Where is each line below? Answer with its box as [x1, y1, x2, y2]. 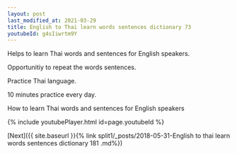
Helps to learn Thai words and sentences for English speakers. [7, 49, 190, 58]
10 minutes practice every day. [7, 90, 97, 99]
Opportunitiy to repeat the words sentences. [7, 63, 137, 71]
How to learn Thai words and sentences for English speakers [7, 104, 185, 113]
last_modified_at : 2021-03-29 [7, 17, 97, 24]
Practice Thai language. [7, 77, 76, 85]
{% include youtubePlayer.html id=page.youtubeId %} [7, 118, 165, 126]
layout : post [7, 10, 46, 18]
